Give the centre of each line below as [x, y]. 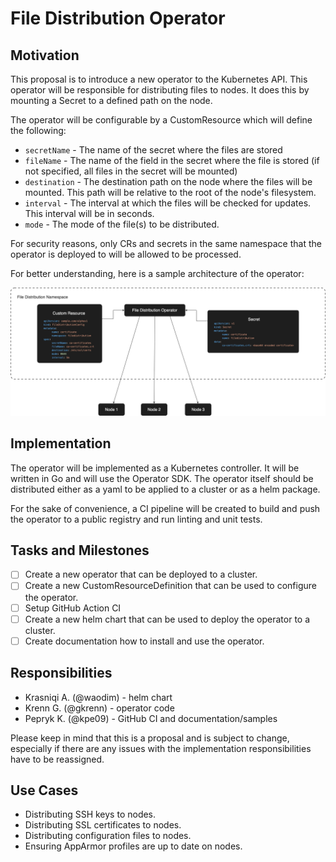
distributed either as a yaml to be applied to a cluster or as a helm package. [165, 489]
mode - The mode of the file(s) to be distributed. [122, 224]
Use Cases [44, 790]
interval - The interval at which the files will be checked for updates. [168, 203]
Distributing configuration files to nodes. [108, 836]
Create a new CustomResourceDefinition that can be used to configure [170, 586]
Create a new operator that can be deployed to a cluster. [141, 574]
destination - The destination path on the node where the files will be [168, 181]
